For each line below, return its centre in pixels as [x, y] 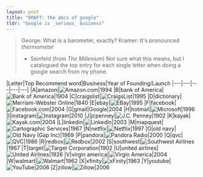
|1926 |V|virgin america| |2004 [108, 154]
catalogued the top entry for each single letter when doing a [105, 65]
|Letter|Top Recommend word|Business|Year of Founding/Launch [89, 83]
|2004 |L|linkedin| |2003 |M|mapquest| [102, 122]
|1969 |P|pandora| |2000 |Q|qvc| [122, 135]
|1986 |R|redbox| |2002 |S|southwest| [82, 142]
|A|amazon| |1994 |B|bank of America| [97, 90]
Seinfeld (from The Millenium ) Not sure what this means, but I [107, 59]
